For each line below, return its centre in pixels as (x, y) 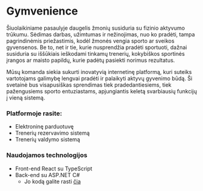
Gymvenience (42, 11)
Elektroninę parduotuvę (44, 127)
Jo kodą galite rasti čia (52, 181)
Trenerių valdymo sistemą (47, 139)
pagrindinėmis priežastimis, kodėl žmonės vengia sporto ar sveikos (91, 41)
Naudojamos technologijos (47, 155)
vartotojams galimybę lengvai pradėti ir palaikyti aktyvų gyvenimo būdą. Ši (99, 78)
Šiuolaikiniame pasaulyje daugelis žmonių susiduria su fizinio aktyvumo (96, 28)
